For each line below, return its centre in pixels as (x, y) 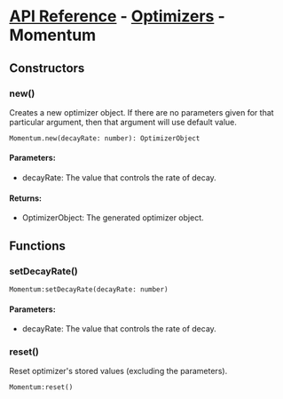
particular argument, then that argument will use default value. (123, 122)
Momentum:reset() (41, 387)
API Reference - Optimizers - (118, 16)
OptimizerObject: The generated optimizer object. (113, 218)
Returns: (26, 198)
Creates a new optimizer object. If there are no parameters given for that (141, 112)
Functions (38, 246)
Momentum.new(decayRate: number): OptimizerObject (105, 138)
